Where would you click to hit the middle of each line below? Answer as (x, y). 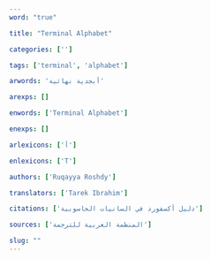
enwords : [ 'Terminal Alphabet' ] (68, 113)
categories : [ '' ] (41, 50)
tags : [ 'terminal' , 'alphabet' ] (68, 65)
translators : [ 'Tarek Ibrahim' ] (68, 193)
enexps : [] (29, 129)
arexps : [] (29, 97)
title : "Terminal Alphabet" (61, 33)
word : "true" (33, 17)
